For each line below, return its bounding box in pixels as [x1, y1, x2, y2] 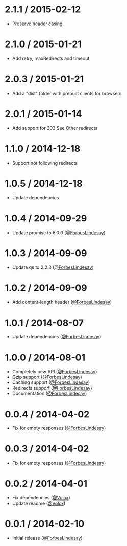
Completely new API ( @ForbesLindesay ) [12, 369, 97, 375]
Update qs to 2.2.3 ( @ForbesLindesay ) [12, 264, 94, 270]
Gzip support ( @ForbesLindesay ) [12, 374, 82, 380]
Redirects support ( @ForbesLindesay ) [12, 385, 92, 391]
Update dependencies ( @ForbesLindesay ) [12, 334, 101, 340]
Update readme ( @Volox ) [12, 500, 66, 507]
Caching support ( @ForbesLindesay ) [12, 379, 90, 385]
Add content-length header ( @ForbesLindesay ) [12, 299, 112, 305]
